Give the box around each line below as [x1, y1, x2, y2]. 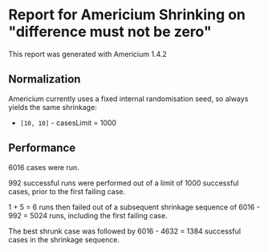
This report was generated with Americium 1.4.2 [8, 49, 167, 59]
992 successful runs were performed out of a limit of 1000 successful [8, 178, 239, 188]
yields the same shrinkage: [8, 102, 98, 112]
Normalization [8, 72, 81, 86]
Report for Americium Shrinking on [8, 6, 246, 24]
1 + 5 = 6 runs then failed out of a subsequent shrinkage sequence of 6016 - [8, 202, 261, 212]
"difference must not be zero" [8, 22, 212, 41]
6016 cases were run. [8, 162, 80, 172]
